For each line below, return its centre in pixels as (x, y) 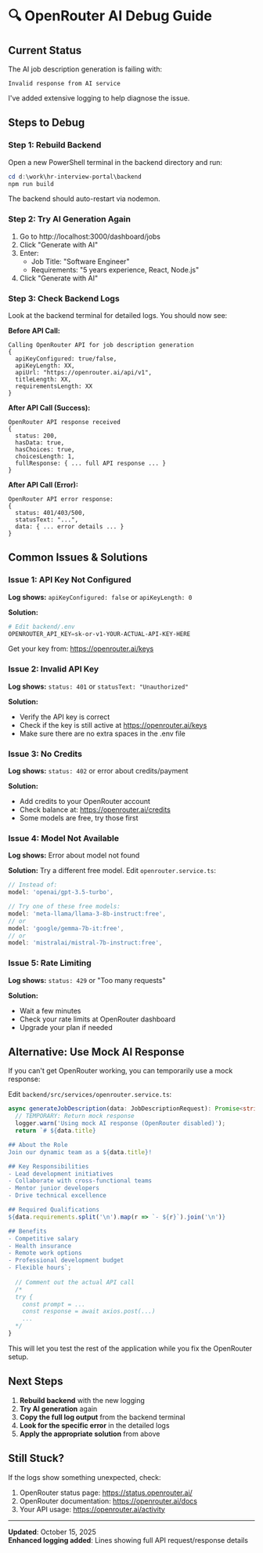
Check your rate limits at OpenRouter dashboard (97, 1019)
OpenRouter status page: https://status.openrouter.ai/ (106, 1493)
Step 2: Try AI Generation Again (70, 219)
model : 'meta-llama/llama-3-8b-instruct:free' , (87, 914)
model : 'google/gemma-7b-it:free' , (66, 928)
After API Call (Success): (49, 408)
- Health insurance (40, 1246)
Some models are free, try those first (79, 818)
